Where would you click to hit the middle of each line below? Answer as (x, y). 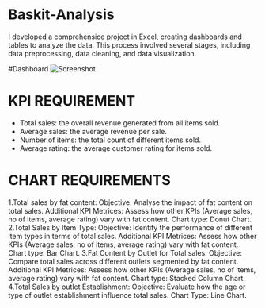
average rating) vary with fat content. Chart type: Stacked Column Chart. (127, 278)
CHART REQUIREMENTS (90, 181)
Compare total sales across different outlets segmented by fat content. (123, 261)
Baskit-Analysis (61, 15)
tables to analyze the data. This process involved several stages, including (129, 44)
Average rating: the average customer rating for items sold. (115, 148)
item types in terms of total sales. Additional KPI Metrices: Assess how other (132, 236)
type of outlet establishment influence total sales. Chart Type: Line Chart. (127, 295)
